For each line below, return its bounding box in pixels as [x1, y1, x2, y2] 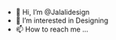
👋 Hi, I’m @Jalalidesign [15, 8, 90, 16]
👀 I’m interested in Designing [15, 16, 108, 25]
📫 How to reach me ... [15, 24, 89, 34]
